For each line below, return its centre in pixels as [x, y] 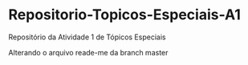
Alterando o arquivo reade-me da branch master [88, 52]
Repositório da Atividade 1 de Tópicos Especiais [87, 37]
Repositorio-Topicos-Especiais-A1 [124, 15]
